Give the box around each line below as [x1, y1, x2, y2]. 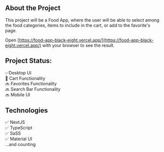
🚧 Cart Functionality [5, 75, 45, 81]
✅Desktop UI [5, 70, 32, 76]
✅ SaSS [5, 130, 21, 136]
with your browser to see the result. [42, 42, 115, 48]
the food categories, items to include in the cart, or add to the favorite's [5, 22, 151, 28]
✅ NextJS [5, 119, 25, 125]
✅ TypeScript [5, 125, 33, 131]
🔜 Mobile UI [5, 91, 31, 98]
